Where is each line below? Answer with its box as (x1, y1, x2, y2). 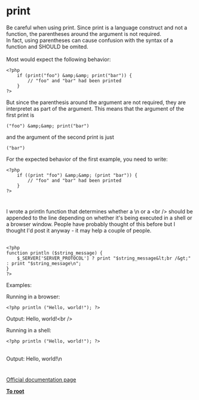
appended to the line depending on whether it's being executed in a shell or (6, 214, 192, 222)
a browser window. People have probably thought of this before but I (6, 221, 175, 228)
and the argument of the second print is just (6, 133, 115, 141)
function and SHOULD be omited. (6, 43, 88, 50)
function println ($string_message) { (6, 250, 103, 257)
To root (6, 387, 25, 395)
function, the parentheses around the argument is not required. (6, 30, 161, 37)
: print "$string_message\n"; (6, 261, 82, 267)
